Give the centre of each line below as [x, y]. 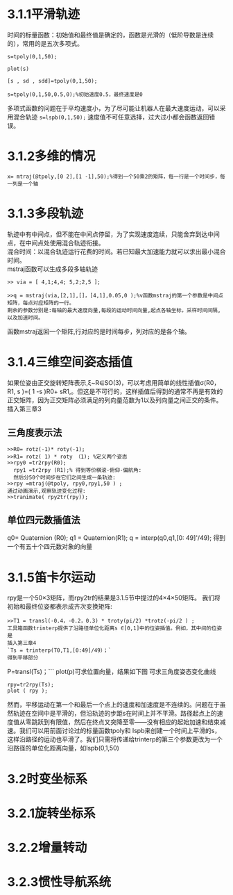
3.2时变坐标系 [48, 779]
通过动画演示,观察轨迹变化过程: [46, 491]
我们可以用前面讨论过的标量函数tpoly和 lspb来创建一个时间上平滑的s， [120, 731]
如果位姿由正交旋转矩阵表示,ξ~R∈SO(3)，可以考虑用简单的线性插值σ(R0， [114, 382]
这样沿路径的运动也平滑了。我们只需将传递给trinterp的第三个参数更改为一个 [115, 739]
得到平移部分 [23, 658]
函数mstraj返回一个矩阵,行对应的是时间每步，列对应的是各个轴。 [99, 331]
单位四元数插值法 [44, 519]
